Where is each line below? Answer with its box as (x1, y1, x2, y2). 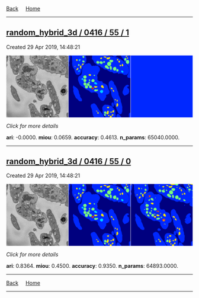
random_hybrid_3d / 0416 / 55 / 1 (6, 28, 129, 38)
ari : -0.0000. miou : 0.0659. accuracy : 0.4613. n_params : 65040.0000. (6, 133, 180, 141)
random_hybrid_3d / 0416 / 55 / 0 (6, 156, 131, 166)
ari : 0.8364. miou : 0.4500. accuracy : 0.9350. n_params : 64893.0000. (6, 262, 179, 270)
